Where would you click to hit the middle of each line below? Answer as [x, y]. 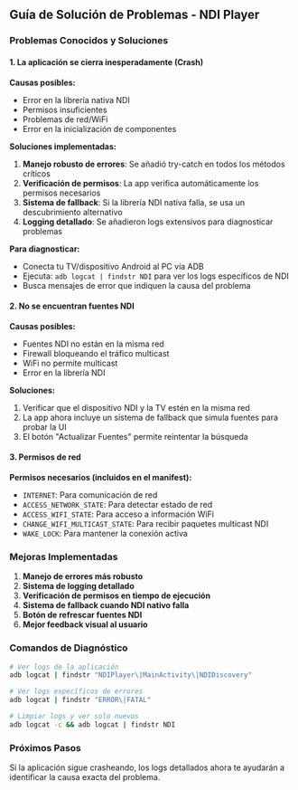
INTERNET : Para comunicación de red [90, 495]
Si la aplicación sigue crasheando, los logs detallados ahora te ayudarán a [147, 767]
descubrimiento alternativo [73, 212]
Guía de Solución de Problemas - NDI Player [135, 15]
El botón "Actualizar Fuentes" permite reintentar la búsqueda [135, 436]
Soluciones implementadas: [63, 146]
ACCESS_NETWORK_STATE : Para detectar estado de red [117, 504]
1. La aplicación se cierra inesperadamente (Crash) [107, 62]
